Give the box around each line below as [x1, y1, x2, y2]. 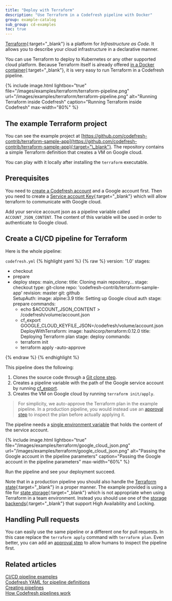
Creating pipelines [5, 585, 44, 591]
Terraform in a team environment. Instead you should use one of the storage [5, 495, 167, 501]
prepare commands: [12, 300, 56, 307]
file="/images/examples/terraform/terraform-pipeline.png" [5, 88, 129, 94]
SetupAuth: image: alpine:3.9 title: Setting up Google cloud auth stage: [12, 295, 162, 301]
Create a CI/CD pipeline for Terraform [5, 234, 127, 243]
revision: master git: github [23, 290, 80, 296]
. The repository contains [111, 143, 164, 149]
